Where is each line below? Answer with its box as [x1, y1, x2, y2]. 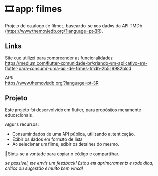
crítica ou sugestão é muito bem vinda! [5, 165, 83, 171]
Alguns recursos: [5, 122, 39, 127]
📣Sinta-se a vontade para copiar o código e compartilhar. [5, 151, 120, 157]
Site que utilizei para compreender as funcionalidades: [5, 55, 114, 61]
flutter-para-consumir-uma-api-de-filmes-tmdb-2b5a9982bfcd [5, 65, 132, 71]
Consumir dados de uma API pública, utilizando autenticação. [12, 131, 135, 137]
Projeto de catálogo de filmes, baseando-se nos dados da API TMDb [5, 22, 142, 29]
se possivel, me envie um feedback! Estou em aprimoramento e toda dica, [5, 160, 154, 166]
